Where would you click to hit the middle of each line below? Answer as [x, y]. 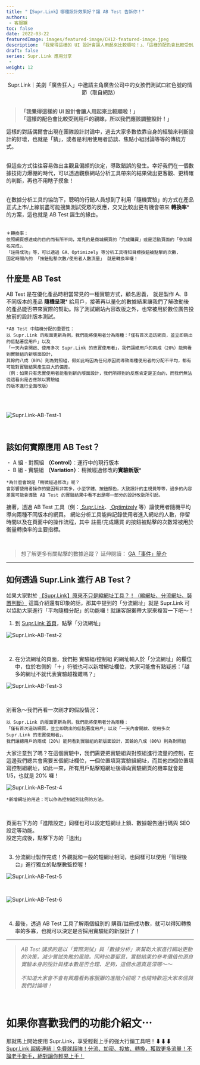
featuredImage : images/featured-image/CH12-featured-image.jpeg [87, 39]
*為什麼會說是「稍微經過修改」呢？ [43, 482]
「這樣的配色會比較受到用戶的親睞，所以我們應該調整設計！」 [96, 119]
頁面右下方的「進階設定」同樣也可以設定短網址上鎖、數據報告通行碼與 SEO [98, 823]
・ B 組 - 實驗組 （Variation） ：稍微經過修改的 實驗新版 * [74, 470]
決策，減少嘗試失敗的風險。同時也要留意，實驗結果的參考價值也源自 [110, 956]
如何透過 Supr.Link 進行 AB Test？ [69, 580]
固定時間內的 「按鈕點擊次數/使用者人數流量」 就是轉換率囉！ [72, 259]
